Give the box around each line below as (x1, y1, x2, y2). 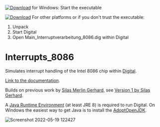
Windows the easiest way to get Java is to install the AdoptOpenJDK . (5, 107, 147, 113)
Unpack (12, 24, 29, 30)
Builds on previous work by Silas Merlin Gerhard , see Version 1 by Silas (5, 87, 151, 93)
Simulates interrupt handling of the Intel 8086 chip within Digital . (5, 68, 137, 74)
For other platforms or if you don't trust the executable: (32, 14, 145, 20)
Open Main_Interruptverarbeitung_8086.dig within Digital (12, 35, 129, 40)
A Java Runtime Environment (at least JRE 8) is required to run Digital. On (5, 102, 156, 108)
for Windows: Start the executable (32, 5, 102, 10)
